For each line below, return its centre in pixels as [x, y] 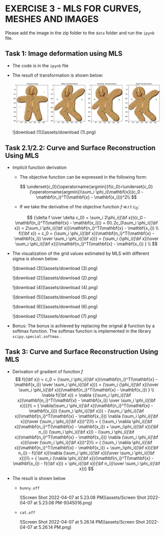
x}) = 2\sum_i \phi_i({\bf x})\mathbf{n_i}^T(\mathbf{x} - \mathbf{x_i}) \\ [86, 228]
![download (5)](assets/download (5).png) [55, 297]
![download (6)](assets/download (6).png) [55, 306]
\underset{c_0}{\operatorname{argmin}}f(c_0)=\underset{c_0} [90, 187]
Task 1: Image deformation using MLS [64, 54]
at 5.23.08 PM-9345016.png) [63, 502]
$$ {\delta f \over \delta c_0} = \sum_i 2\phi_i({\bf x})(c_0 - [86, 217]
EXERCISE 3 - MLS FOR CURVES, [73, 9]
